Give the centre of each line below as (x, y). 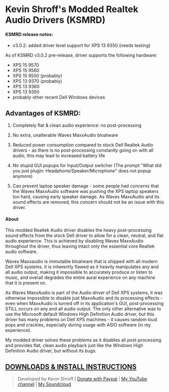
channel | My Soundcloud (44, 384)
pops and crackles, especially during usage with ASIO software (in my (78, 325)
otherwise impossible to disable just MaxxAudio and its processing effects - (84, 298)
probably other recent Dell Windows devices (59, 97)
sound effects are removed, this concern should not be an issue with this (88, 202)
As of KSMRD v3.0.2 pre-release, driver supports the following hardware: (81, 55)
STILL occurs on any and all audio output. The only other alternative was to (83, 309)
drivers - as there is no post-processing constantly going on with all (83, 151)
